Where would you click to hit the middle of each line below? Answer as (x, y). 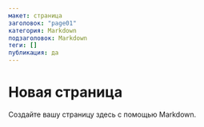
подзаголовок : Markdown (48, 38)
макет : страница (35, 16)
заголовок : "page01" (43, 23)
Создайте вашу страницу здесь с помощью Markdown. (102, 114)
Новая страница (65, 92)
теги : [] (23, 46)
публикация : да (34, 53)
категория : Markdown (43, 30)
